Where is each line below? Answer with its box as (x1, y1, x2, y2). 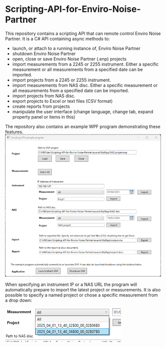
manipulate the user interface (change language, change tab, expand (12, 108, 153, 115)
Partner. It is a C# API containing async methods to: (5, 36, 110, 42)
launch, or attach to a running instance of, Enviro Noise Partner (12, 45, 141, 51)
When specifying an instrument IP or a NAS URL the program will (5, 281, 137, 287)
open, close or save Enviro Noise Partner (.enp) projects (12, 56, 127, 62)
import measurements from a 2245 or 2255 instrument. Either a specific (12, 61, 159, 67)
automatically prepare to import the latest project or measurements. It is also (5, 287, 161, 293)
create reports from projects (12, 103, 70, 109)
